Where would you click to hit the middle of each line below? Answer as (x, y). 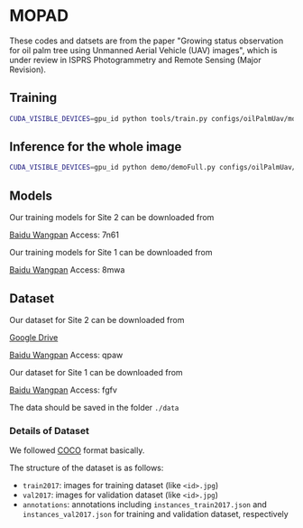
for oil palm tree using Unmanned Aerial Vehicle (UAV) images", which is (143, 50)
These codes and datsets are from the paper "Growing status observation (147, 41)
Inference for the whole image (96, 147)
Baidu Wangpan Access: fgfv (63, 390)
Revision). (28, 69)
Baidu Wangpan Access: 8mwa (67, 270)
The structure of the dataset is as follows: (87, 468)
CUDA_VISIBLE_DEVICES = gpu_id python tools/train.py (108, 118)
